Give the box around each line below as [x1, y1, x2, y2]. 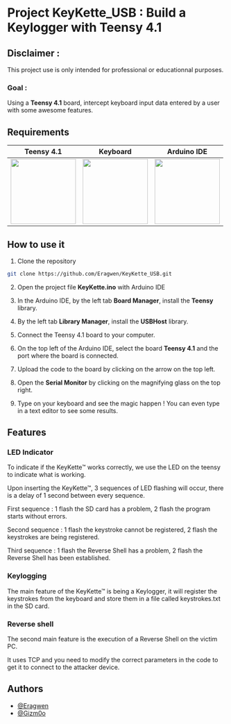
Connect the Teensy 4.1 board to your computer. [17, 330, 155, 339]
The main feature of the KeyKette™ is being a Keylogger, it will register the [7, 587, 217, 595]
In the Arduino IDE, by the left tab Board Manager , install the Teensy [17, 296, 214, 305]
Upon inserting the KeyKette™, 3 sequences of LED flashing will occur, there [7, 484, 224, 492]
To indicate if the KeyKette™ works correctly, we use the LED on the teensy [7, 463, 221, 471]
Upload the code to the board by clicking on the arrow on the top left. [17, 364, 216, 373]
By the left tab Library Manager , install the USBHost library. [17, 317, 189, 326]
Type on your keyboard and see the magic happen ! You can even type [17, 399, 220, 407]
